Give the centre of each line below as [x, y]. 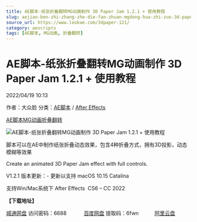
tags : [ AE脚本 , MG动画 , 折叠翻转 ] [45, 33]
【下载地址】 [21, 201]
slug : [13, 17]
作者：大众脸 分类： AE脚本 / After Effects [56, 107]
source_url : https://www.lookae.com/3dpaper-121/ [68, 22]
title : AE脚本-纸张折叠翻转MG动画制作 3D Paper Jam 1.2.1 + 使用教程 [86, 11]
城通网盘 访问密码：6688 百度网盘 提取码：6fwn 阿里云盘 [91, 213]
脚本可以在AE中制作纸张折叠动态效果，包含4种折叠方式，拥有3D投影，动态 [97, 145]
